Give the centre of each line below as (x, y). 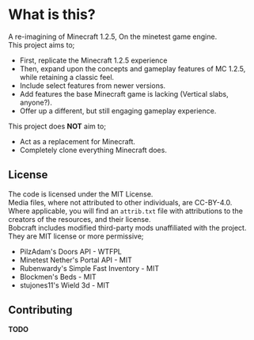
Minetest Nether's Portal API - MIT (76, 260)
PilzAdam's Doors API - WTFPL (71, 251)
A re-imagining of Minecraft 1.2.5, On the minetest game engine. (113, 36)
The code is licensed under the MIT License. (81, 194)
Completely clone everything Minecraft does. (93, 150)
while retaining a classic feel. (67, 77)
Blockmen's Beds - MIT (58, 277)
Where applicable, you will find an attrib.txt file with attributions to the (126, 211)
